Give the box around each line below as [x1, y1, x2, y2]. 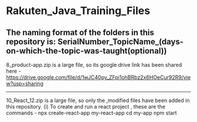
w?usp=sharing [6, 80, 44, 87]
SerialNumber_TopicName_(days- [57, 36, 184, 46]
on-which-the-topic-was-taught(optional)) [6, 46, 167, 56]
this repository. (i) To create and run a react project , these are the [6, 103, 166, 110]
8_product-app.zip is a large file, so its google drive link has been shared [6, 62, 182, 68]
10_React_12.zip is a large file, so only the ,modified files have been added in [6, 97, 190, 104]
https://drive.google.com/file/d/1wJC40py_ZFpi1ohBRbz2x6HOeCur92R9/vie [6, 74, 191, 80]
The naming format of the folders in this [6, 28, 154, 38]
